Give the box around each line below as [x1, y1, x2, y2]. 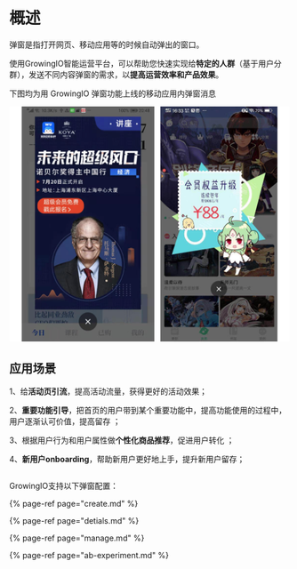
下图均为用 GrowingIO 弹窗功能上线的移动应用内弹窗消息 [9, 88, 216, 99]
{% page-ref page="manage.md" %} [9, 533, 145, 543]
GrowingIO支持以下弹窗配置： [9, 481, 118, 492]
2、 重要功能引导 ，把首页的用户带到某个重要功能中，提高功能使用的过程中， [9, 405, 287, 416]
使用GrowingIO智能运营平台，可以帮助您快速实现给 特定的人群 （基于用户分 [9, 58, 282, 68]
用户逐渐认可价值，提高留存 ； [9, 416, 121, 427]
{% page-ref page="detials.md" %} [9, 516, 140, 526]
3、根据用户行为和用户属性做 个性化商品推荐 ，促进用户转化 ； [9, 435, 235, 445]
